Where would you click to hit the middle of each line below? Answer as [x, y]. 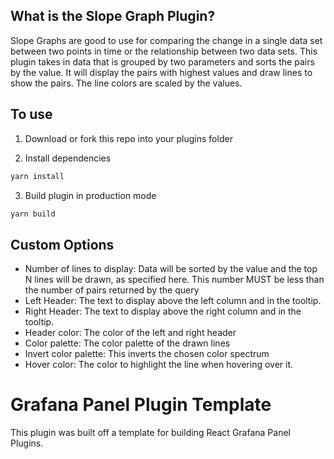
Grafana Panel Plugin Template [141, 405]
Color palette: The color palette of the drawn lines [127, 343]
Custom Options [62, 244]
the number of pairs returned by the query [112, 290]
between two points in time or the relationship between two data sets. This [164, 51]
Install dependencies [68, 158]
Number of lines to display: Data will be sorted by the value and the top [171, 269]
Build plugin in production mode [90, 195]
